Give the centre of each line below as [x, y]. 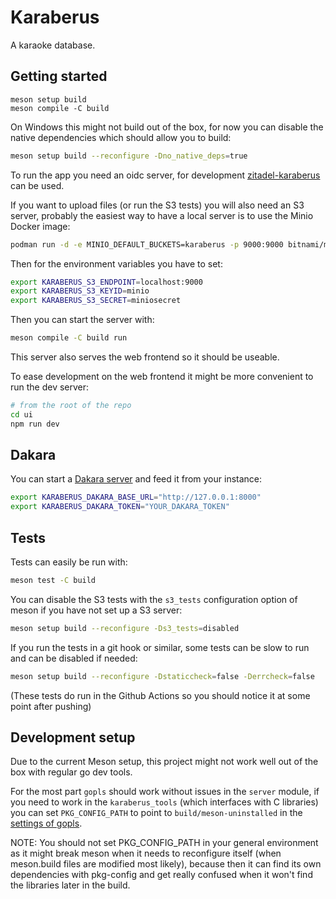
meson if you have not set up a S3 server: [96, 610]
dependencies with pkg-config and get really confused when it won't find [161, 875]
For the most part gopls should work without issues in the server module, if [165, 792]
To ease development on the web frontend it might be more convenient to [162, 376]
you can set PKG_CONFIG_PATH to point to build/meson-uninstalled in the [156, 813]
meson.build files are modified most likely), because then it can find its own [166, 864]
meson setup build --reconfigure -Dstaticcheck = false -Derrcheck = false [162, 676]
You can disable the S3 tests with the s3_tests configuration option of [154, 599]
